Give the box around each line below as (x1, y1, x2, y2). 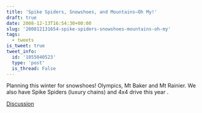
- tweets (12, 37, 34, 43)
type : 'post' (12, 60, 45, 66)
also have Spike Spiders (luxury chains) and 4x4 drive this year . (6, 89, 169, 96)
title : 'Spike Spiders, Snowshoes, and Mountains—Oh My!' (6, 9, 157, 15)
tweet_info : (6, 49, 37, 55)
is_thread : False (12, 65, 56, 72)
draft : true (6, 15, 37, 21)
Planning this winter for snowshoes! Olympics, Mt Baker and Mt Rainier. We (6, 82, 196, 89)
